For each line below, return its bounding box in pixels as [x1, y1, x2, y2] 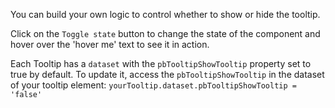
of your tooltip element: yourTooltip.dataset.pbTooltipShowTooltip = [10, 79, 297, 91]
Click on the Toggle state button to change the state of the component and [10, 28, 321, 39]
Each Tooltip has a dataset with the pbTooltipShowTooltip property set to [10, 58, 312, 69]
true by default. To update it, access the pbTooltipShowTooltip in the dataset [10, 69, 325, 80]
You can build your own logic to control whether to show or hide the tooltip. [10, 9, 321, 20]
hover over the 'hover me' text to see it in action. [10, 39, 210, 50]
